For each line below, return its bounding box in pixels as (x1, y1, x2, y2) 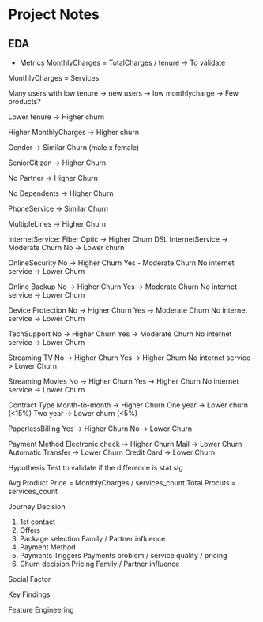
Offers (19, 526, 41, 534)
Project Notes (8, 6, 100, 24)
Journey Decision (8, 502, 66, 511)
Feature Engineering (8, 605, 74, 614)
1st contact (19, 517, 56, 526)
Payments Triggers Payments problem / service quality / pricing (19, 551, 227, 560)
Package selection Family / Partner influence (19, 534, 166, 543)
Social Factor (8, 575, 51, 583)
